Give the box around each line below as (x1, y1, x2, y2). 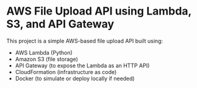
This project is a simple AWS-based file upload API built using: (6, 37, 163, 44)
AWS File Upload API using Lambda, (6, 4, 192, 18)
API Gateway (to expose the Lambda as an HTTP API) (15, 62, 150, 69)
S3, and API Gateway (6, 17, 115, 31)
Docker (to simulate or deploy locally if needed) (15, 75, 135, 82)
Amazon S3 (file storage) (15, 55, 78, 63)
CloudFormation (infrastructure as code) (15, 68, 117, 75)
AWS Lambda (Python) (15, 49, 73, 56)
